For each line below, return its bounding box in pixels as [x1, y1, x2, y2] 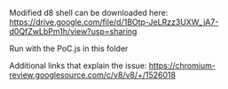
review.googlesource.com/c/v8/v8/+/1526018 [9, 70, 176, 80]
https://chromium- [148, 61, 216, 70]
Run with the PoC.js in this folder [9, 43, 129, 54]
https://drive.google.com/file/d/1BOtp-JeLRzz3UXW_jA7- [9, 17, 219, 27]
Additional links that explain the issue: [9, 61, 147, 70]
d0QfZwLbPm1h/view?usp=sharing [9, 26, 138, 36]
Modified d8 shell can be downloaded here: [9, 8, 169, 18]
